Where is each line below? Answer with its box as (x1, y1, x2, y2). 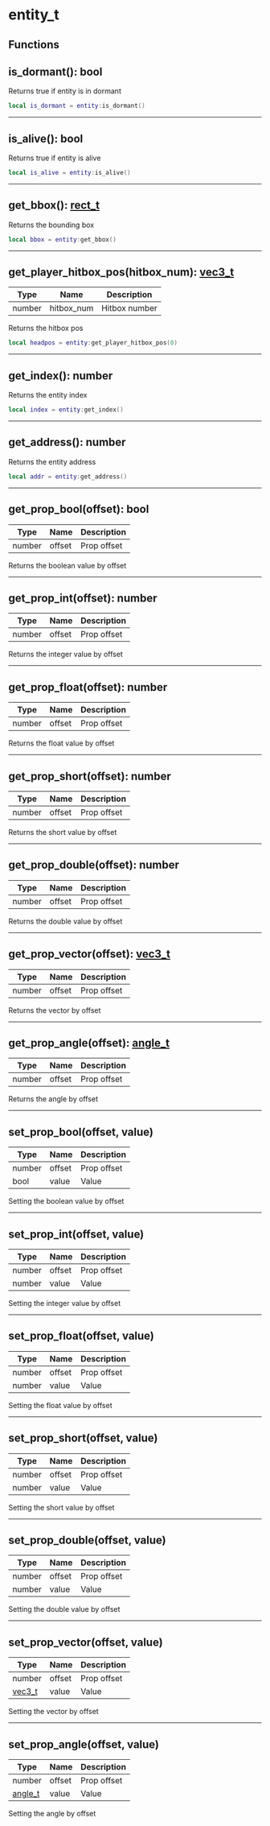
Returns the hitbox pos (8, 324, 84, 333)
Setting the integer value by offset (8, 1299, 121, 1308)
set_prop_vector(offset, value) (8, 1635, 163, 1649)
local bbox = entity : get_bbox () (8, 235, 117, 243)
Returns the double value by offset (8, 916, 123, 926)
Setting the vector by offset (8, 1707, 99, 1717)
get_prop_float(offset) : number (8, 680, 168, 694)
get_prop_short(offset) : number (8, 769, 171, 783)
